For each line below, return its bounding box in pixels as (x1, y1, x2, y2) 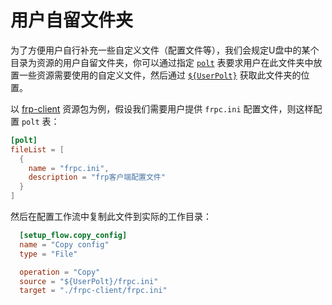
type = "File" (19, 249, 78, 259)
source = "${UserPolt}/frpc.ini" (19, 276, 159, 286)
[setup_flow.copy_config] (19, 231, 128, 241)
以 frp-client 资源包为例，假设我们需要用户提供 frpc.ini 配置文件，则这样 (10, 102, 314, 115)
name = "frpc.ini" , (28, 163, 110, 173)
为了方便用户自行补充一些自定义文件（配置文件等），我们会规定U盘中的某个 (10, 44, 320, 56)
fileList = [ (10, 144, 65, 155)
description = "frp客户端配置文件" (28, 172, 166, 183)
